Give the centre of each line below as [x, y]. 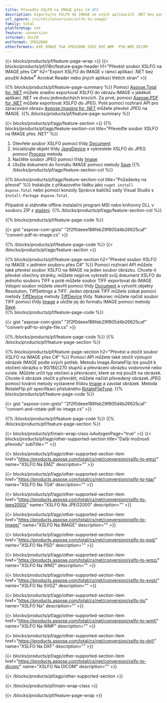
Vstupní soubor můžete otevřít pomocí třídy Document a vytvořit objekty [79, 286]
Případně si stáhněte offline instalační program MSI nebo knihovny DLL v [80, 205]
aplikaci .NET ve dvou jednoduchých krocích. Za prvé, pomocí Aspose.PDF [82, 98]
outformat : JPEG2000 [27, 42]
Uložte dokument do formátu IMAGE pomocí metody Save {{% [76, 165]
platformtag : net [23, 28]
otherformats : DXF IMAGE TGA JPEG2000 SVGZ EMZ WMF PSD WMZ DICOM [77, 47]
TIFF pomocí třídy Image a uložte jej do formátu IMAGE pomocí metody [78, 302]
